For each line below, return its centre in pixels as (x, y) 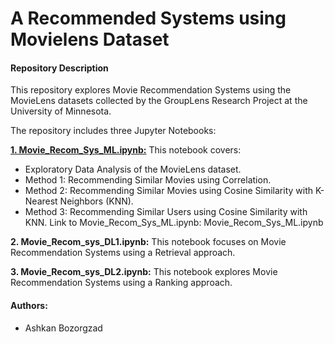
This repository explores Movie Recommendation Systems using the (151, 90)
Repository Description (59, 68)
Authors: (29, 305)
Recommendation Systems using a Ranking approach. (121, 283)
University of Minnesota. (61, 111)
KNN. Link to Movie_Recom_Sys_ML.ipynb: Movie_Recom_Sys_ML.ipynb (174, 223)
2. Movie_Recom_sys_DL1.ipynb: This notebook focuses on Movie (148, 242)
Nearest (41, 201)
